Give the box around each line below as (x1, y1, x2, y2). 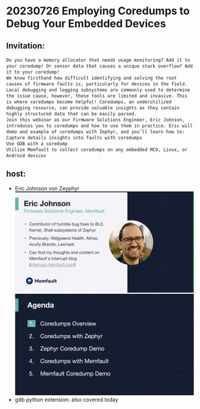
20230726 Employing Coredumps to (6, 4, 190, 18)
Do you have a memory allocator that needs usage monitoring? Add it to (6, 57, 190, 63)
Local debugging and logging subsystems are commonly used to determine (6, 87, 190, 93)
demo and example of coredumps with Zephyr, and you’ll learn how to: (6, 129, 185, 135)
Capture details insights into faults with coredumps (6, 135, 143, 141)
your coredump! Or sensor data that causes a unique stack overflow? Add (6, 63, 193, 69)
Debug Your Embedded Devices (6, 17, 167, 30)
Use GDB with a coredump (6, 141, 68, 147)
